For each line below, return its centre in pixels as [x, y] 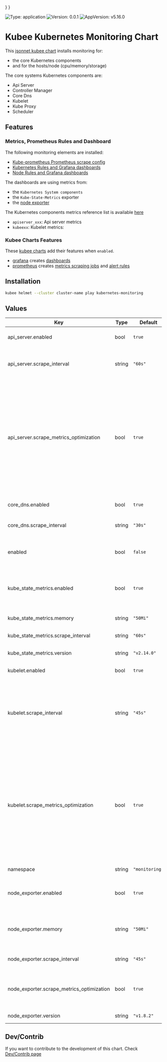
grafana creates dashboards [41, 260]
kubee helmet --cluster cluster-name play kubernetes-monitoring [74, 293]
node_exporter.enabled [35, 893]
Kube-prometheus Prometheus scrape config [59, 162]
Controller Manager [32, 90]
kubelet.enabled [27, 671]
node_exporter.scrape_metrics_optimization [59, 989]
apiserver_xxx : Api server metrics [47, 222]
